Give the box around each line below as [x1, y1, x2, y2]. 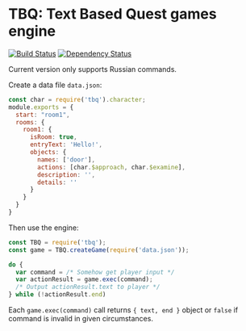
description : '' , [37, 170, 95, 178]
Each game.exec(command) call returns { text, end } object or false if [8, 305, 239, 315]
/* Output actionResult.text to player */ [15, 283, 161, 291]
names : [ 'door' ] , [37, 155, 95, 164]
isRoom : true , [29, 133, 78, 141]
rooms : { [15, 118, 45, 126]
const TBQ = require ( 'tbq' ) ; [8, 238, 106, 246]
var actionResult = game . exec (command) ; [15, 275, 153, 283]
